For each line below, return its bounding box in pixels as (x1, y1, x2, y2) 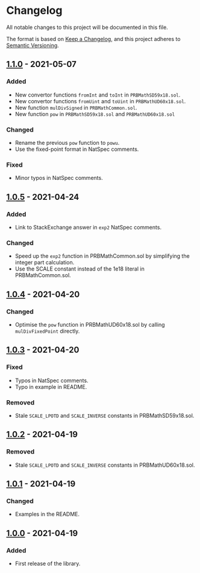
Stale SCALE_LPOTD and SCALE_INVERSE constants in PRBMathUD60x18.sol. (14, 461, 195, 469)
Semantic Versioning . (6, 42, 59, 49)
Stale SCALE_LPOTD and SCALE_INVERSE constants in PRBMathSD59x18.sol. (14, 412, 195, 419)
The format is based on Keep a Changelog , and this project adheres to (6, 35, 181, 42)
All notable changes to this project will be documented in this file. (6, 24, 169, 31)
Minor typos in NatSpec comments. (14, 174, 104, 182)
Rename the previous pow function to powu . (14, 139, 120, 146)
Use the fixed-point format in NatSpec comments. (14, 146, 139, 153)
